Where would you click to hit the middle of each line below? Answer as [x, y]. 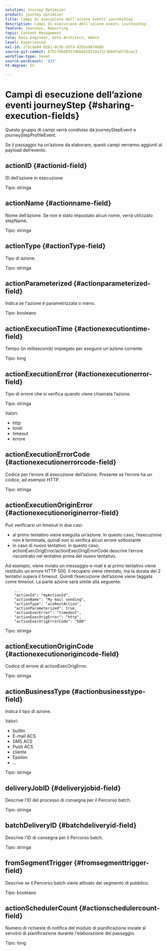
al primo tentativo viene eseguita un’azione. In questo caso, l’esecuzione [87, 534]
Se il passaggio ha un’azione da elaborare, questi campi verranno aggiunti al [84, 145]
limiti [17, 428]
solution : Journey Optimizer [35, 10]
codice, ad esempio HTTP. [32, 479]
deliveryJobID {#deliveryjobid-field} [63, 788]
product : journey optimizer [34, 14]
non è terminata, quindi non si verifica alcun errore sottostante [77, 540]
